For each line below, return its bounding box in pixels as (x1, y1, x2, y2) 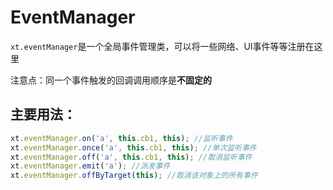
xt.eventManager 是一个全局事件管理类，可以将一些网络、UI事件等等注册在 (10, 40, 315, 52)
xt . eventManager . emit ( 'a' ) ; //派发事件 (10, 161, 171, 171)
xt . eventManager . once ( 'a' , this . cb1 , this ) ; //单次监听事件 (10, 142, 257, 153)
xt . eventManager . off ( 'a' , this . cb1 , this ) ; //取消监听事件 (10, 152, 253, 162)
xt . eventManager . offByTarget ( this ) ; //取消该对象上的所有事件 (10, 171, 258, 181)
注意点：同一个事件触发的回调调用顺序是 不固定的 (10, 74, 212, 86)
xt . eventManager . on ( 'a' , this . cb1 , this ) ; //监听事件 (10, 133, 233, 143)
